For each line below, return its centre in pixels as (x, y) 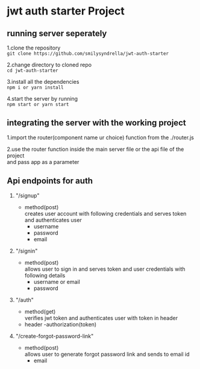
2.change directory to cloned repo (49, 65)
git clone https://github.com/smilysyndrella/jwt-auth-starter (88, 54)
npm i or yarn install (35, 87)
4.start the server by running (42, 99)
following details (45, 275)
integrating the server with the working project (96, 123)
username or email (57, 282)
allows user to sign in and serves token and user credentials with (105, 269)
